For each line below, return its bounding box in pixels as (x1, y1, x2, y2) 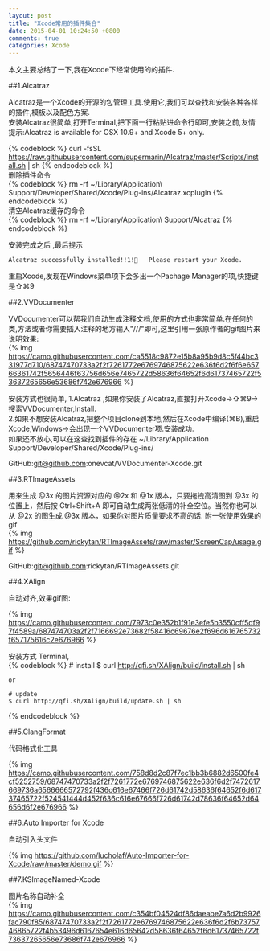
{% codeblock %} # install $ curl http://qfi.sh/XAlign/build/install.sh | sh (8, 661, 245, 670)
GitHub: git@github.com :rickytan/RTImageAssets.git (8, 561, 179, 571)
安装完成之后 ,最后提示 (8, 240, 83, 250)
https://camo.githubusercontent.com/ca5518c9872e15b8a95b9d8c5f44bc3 (8, 351, 259, 362)
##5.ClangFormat (8, 727, 66, 736)
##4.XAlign (8, 576, 46, 587)
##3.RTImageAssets (8, 474, 76, 484)
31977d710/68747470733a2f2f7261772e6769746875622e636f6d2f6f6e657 (8, 360, 260, 370)
